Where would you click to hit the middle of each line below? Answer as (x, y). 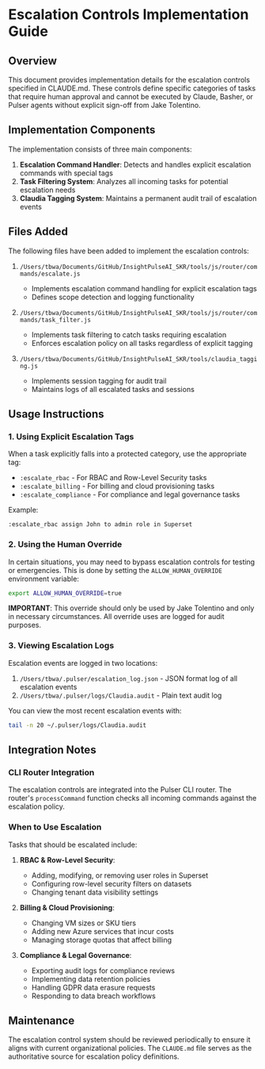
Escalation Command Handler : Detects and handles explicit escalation (135, 164)
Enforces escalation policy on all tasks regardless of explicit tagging (142, 343)
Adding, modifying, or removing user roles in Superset (120, 875)
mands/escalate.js (50, 274)
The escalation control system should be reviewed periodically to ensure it (129, 1040)
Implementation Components (82, 130)
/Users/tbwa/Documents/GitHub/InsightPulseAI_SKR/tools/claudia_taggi (138, 359)
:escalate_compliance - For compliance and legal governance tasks (130, 494)
